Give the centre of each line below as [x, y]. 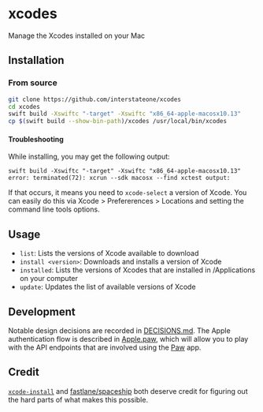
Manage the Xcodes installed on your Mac [77, 36]
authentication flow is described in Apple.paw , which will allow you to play [128, 339]
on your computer [49, 279]
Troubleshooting [36, 139]
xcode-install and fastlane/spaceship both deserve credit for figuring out [128, 391]
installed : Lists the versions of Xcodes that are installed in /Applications [137, 270]
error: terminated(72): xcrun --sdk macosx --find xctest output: [119, 178]
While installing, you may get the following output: [89, 157]
